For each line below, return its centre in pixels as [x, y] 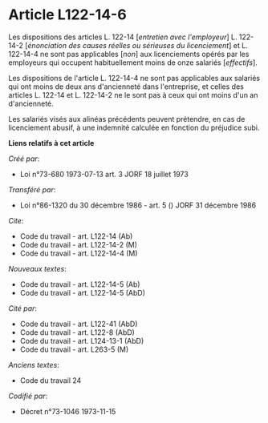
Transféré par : [32, 189]
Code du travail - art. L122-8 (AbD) [77, 332]
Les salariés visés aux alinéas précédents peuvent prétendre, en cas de [127, 119]
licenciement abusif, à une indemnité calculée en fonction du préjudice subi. [134, 127]
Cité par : [23, 308]
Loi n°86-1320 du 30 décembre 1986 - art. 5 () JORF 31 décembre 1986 [138, 205]
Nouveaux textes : [37, 268]
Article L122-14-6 [67, 15]
